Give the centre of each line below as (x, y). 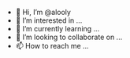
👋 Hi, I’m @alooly (43, 12)
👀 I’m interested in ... (49, 20)
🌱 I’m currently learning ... (58, 29)
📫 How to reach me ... (52, 46)
